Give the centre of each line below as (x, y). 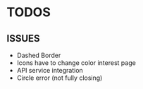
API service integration (50, 70)
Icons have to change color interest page (76, 63)
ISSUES (23, 38)
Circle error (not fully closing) (60, 78)
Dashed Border (39, 55)
